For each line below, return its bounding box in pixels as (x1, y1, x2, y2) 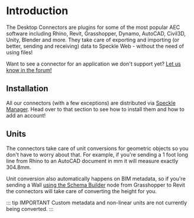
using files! (6, 48, 33, 56)
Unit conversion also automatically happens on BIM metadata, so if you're (6, 175, 186, 182)
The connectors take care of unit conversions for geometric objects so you (6, 145, 189, 152)
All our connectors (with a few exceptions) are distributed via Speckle (6, 99, 176, 106)
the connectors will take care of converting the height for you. (6, 187, 157, 194)
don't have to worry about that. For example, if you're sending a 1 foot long (6, 151, 188, 158)
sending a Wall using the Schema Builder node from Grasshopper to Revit (6, 181, 185, 188)
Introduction (6, 4, 69, 18)
